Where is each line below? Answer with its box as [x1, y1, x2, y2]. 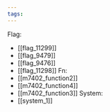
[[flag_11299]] [17, 43, 57, 52]
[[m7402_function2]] [17, 74, 78, 82]
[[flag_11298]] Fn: [17, 66, 68, 74]
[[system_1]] [17, 96, 53, 105]
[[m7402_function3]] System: [17, 89, 104, 97]
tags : [7, 10, 23, 18]
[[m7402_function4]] [17, 81, 78, 89]
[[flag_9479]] [17, 51, 56, 60]
